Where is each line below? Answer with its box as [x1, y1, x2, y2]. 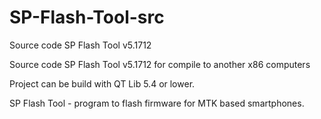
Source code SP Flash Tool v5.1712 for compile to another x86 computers [9, 58, 311, 70]
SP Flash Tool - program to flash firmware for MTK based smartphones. [9, 97, 305, 109]
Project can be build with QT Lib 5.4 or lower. [9, 77, 196, 90]
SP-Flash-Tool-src [9, 6, 165, 29]
